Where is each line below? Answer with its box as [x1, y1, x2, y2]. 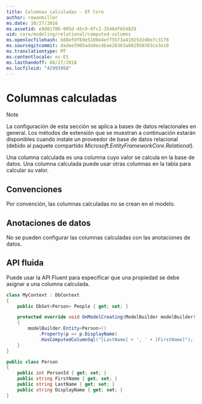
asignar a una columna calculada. [6, 280, 90, 287]
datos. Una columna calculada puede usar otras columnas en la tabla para [6, 160, 191, 168]
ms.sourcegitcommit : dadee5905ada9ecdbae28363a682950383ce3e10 [6, 43, 169, 49]
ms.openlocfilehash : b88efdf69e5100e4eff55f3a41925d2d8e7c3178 [6, 37, 169, 43]
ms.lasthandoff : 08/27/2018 [6, 59, 77, 65]
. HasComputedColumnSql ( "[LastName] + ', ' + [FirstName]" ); [38, 336, 194, 342]
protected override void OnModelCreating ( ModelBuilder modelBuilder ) [17, 314, 197, 321]
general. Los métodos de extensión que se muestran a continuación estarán [6, 129, 196, 137]
